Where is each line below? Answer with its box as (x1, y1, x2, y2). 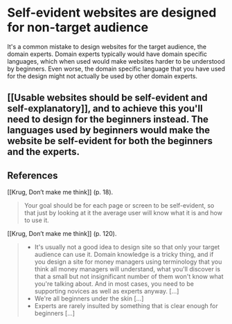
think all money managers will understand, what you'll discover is (34, 265, 220, 273)
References (7, 170, 58, 181)
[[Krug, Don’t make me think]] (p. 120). (7, 230, 117, 238)
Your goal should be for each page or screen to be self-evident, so (24, 201, 215, 210)
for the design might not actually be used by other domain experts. (7, 71, 198, 80)
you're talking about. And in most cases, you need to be (34, 280, 194, 288)
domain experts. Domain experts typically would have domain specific (7, 50, 208, 58)
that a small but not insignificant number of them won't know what (34, 272, 224, 281)
